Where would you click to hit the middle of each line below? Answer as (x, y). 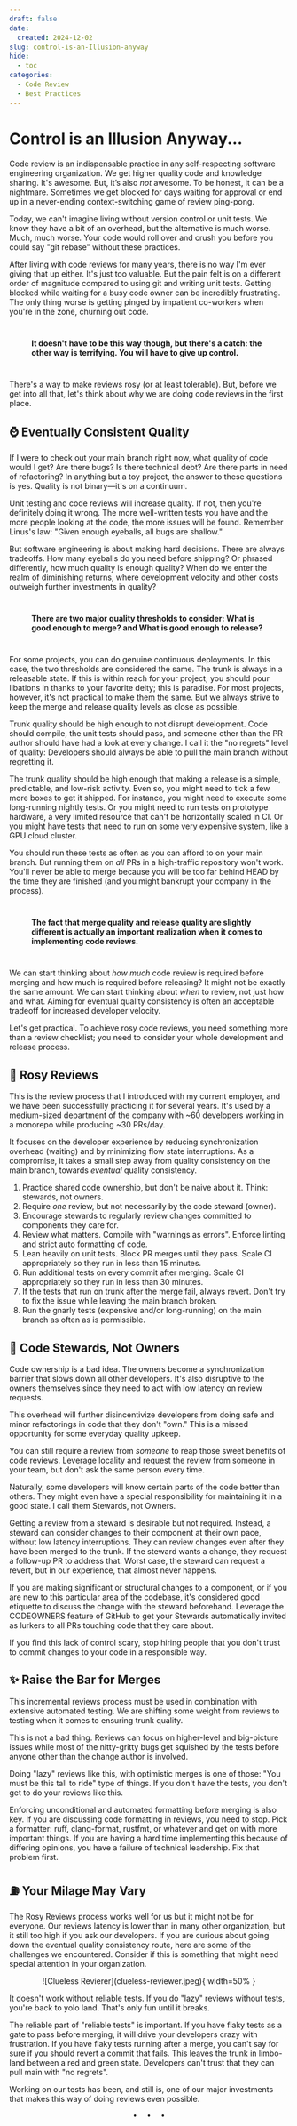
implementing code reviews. (85, 942)
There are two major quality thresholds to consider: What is (143, 619)
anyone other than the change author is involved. (99, 1756)
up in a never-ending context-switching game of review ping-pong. (132, 201)
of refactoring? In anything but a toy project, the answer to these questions (146, 477)
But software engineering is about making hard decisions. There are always (147, 549)
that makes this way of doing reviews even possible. (105, 2098)
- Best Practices (49, 93)
